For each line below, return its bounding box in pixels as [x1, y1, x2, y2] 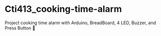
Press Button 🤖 [5, 25, 36, 31]
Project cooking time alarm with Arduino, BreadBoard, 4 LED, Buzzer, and [5, 20, 156, 26]
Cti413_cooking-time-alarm [5, 3, 122, 15]
